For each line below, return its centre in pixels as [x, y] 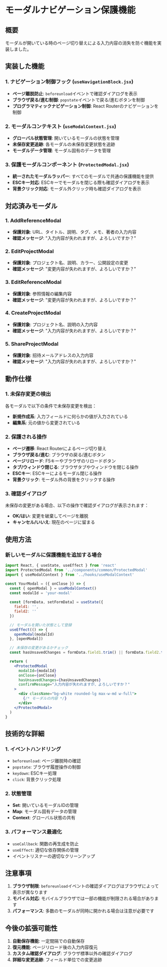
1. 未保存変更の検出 [28, 394]
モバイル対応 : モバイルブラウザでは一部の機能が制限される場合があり [83, 898]
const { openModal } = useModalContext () [53, 588]
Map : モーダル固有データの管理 [44, 811]
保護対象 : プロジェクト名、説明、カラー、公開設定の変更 [70, 263]
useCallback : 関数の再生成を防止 [45, 844]
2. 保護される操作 [26, 437]
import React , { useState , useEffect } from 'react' [61, 566]
